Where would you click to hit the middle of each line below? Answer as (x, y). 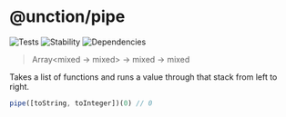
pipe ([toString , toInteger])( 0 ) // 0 (81, 103)
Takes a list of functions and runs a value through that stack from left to (143, 77)
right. (20, 86)
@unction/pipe (67, 17)
